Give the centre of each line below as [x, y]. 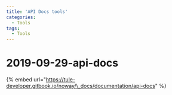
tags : [13, 28]
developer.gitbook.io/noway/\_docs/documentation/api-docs [81, 86]
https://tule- [61, 80]
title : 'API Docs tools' [37, 12]
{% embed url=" [26, 80]
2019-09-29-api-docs [62, 63]
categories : [21, 17]
